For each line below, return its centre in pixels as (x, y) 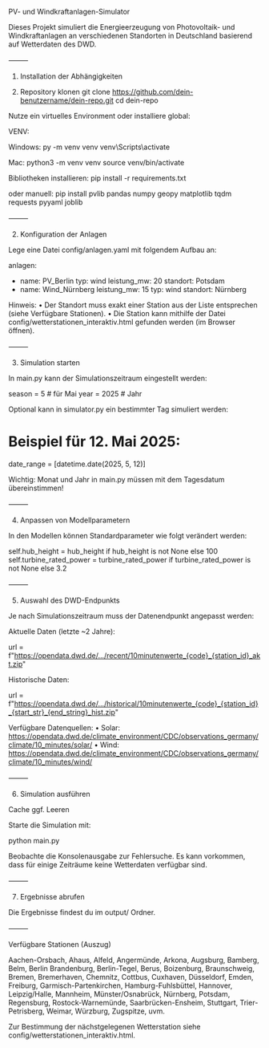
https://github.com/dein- (153, 92)
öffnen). (22, 331)
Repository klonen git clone (65, 92)
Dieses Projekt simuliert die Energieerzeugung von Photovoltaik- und (122, 27)
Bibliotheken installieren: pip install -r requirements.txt (97, 178)
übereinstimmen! (36, 488)
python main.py (34, 840)
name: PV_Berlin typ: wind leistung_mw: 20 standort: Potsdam (122, 281)
